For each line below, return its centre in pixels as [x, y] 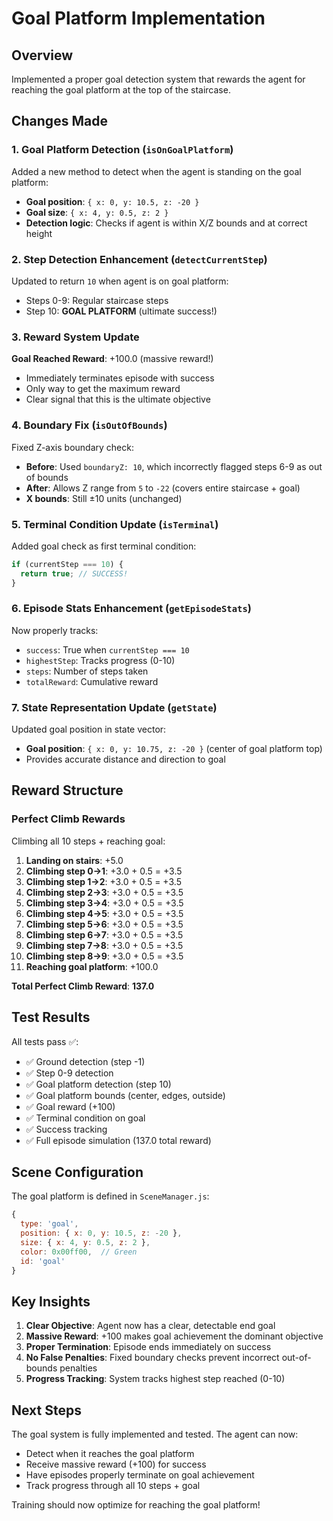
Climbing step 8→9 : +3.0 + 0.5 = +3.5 [104, 956]
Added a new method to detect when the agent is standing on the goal [156, 171]
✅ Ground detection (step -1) [85, 1061]
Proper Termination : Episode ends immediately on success [148, 1347]
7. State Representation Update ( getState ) [114, 707]
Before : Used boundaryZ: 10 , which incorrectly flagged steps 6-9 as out [174, 466]
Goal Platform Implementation [138, 18]
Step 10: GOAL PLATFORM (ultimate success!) [121, 311]
